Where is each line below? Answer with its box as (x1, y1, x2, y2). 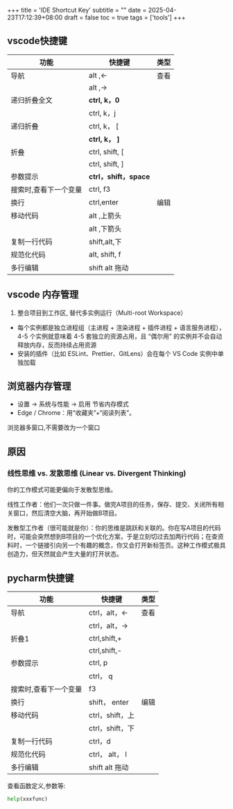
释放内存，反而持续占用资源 (17, 341, 97, 349)
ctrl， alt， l (89, 749, 127, 759)
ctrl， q (89, 671, 113, 680)
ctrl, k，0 (89, 95, 120, 105)
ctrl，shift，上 (89, 710, 135, 720)
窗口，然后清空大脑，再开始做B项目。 (12, 509, 121, 517)
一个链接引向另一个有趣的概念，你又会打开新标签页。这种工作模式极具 (25, 541, 226, 550)
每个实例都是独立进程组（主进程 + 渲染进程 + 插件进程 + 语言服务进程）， (17, 323, 225, 332)
